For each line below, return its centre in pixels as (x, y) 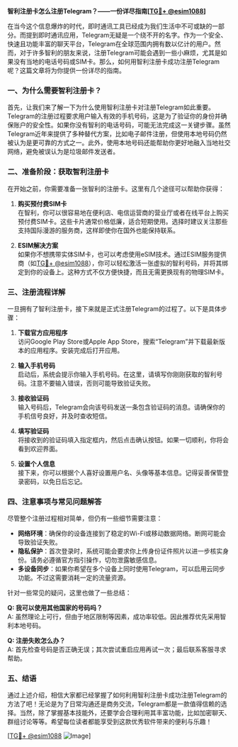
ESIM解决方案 (38, 245)
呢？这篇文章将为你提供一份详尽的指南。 (66, 71)
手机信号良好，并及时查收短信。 (64, 416)
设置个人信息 (36, 464)
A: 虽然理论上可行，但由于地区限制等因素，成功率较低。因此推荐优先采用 (114, 617)
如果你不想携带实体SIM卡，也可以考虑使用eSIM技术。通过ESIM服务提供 (122, 254)
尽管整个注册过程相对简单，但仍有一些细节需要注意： (85, 518)
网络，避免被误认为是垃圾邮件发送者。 (63, 152)
